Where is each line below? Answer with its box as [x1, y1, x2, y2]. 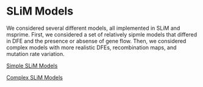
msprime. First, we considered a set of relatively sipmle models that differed [6, 30, 198, 38]
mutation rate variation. [6, 50, 65, 57]
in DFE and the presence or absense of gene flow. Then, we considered [6, 37, 187, 44]
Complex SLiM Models [6, 74, 63, 81]
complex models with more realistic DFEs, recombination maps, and [6, 44, 177, 51]
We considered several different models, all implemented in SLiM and [6, 24, 180, 32]
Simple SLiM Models [6, 62, 58, 69]
